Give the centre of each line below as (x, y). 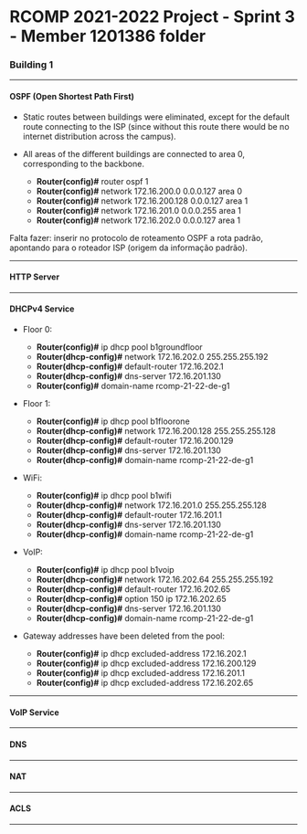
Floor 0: (37, 330)
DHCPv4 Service (42, 309)
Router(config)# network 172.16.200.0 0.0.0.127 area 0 (139, 191)
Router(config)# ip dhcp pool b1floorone (113, 421)
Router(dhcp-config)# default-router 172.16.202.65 (133, 589)
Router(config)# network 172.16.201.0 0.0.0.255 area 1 (139, 210)
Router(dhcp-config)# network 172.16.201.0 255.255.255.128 (151, 505)
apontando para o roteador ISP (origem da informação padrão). (129, 248)
